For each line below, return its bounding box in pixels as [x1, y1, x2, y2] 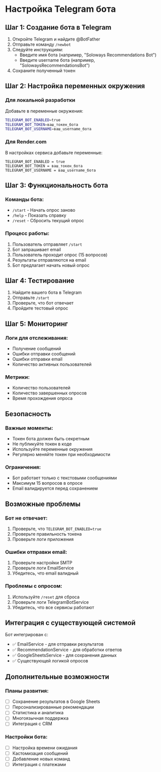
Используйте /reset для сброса [12, 594, 80, 600]
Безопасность [5, 410, 51, 418]
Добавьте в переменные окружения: [5, 108, 83, 114]
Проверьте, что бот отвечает [12, 300, 74, 306]
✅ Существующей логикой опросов [12, 658, 88, 664]
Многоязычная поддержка [12, 715, 69, 721]
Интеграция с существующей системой [5, 618, 136, 627]
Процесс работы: [5, 230, 49, 237]
